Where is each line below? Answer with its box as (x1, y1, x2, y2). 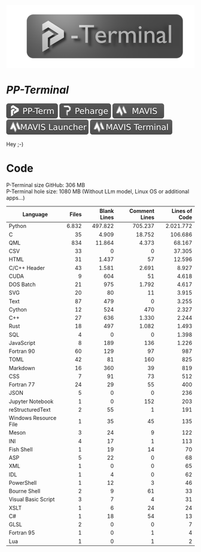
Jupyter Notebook (8, 398, 54, 405)
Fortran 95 (8, 529, 35, 536)
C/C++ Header (8, 264, 45, 271)
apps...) (6, 194, 25, 201)
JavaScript (8, 339, 36, 346)
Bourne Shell (8, 488, 41, 495)
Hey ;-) (6, 140, 24, 148)
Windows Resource (8, 415, 57, 422)
